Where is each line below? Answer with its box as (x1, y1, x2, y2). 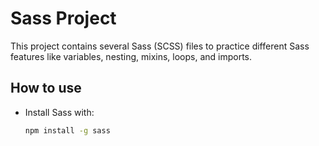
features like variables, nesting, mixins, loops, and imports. (10, 50, 253, 62)
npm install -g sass (24, 125, 111, 136)
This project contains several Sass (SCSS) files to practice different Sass (10, 40, 310, 52)
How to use (10, 80, 82, 97)
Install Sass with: (24, 106, 95, 118)
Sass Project (10, 7, 117, 30)
